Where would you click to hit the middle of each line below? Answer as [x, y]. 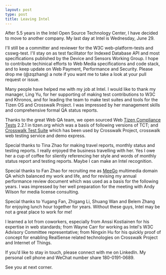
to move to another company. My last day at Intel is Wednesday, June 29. [80, 38]
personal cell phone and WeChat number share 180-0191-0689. [70, 258]
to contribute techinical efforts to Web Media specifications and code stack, [83, 64]
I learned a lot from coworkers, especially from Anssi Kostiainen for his [77, 222]
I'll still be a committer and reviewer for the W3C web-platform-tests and [79, 48]
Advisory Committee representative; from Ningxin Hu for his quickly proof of [83, 232]
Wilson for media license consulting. [42, 192]
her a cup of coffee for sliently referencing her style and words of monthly [81, 156]
